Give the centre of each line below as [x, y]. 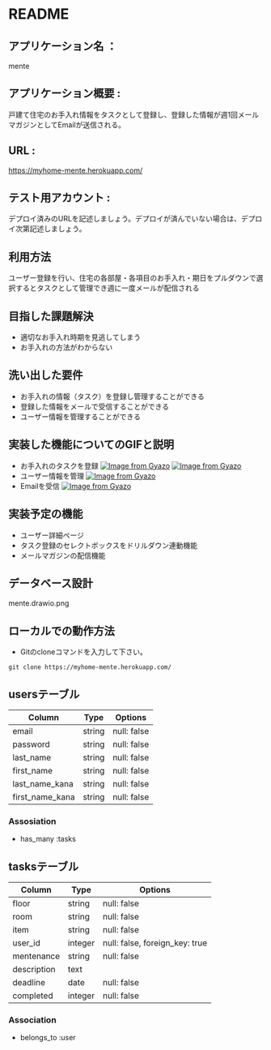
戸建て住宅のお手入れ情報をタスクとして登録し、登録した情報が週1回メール [134, 114]
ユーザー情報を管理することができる [80, 416]
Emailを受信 [40, 486]
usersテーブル [44, 694]
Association [32, 1020]
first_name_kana [44, 797]
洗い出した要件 [46, 375]
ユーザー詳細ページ [52, 535]
